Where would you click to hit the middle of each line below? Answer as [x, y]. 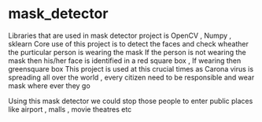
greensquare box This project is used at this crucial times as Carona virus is [131, 68]
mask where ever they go [49, 85]
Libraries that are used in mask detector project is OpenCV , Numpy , [120, 35]
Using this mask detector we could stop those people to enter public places [131, 101]
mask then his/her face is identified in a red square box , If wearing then [125, 61]
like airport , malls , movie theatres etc [70, 109]
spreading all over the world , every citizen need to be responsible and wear [131, 77]
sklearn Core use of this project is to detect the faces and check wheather [129, 43]
